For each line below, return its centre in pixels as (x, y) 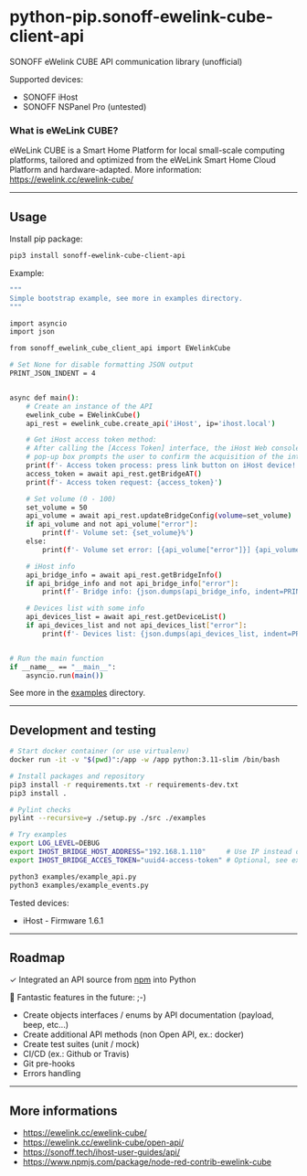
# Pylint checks (40, 810)
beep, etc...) (46, 1025)
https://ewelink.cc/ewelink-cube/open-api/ (103, 1143)
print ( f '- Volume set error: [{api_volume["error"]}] (147, 550)
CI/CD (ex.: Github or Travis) (76, 1054)
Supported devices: (47, 79)
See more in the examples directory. (78, 693)
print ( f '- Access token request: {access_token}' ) (124, 482)
